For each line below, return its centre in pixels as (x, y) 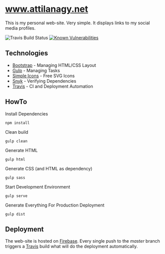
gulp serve (16, 196)
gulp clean (16, 141)
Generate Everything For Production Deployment (55, 205)
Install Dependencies (27, 114)
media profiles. (20, 28)
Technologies (27, 53)
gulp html (15, 159)
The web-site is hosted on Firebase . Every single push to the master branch (82, 241)
